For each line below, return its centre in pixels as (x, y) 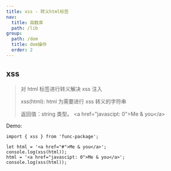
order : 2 (22, 50)
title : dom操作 (29, 45)
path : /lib (25, 28)
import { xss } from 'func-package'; (52, 136)
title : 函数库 (27, 22)
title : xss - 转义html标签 (37, 11)
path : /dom (25, 39)
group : (14, 34)
